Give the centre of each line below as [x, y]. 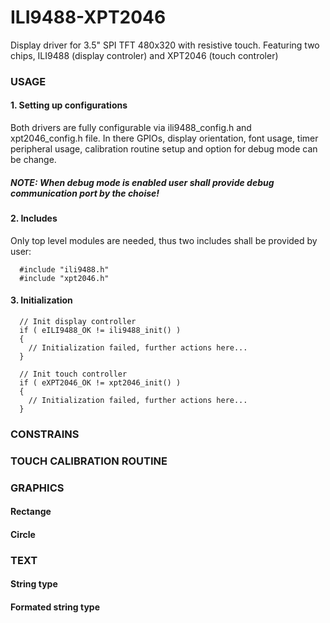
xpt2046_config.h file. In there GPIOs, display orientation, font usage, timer [164, 138]
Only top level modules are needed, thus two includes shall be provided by [164, 240]
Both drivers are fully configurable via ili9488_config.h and [131, 128]
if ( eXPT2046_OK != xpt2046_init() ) [100, 382]
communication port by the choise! [85, 193]
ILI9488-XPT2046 [88, 17]
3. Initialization [41, 300]
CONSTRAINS [45, 434]
